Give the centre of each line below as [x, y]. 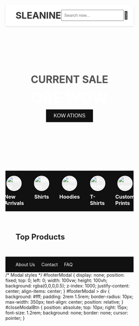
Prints [123, 203]
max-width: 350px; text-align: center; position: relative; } [64, 302]
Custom [125, 197]
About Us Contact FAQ [44, 264]
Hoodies [70, 197]
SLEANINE [38, 15]
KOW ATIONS [69, 115]
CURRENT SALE [69, 79]
